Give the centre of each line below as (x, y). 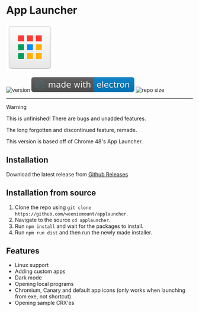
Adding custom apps (40, 271)
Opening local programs (44, 284)
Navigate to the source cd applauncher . (62, 220)
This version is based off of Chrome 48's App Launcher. (75, 141)
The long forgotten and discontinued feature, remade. (72, 130)
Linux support (32, 265)
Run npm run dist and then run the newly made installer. (84, 232)
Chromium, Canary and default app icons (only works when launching (100, 290)
